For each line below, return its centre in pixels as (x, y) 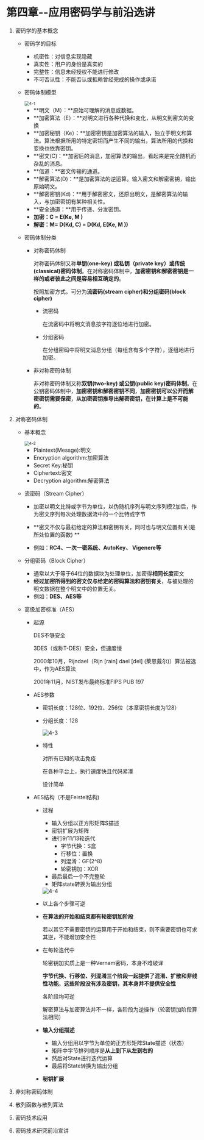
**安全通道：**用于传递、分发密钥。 (79, 209)
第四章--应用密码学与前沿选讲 (81, 12)
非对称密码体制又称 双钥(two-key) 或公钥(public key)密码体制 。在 (115, 383)
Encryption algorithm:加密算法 (71, 457)
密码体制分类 (40, 237)
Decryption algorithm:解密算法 (71, 480)
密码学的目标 (40, 43)
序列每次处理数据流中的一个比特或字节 (98, 514)
